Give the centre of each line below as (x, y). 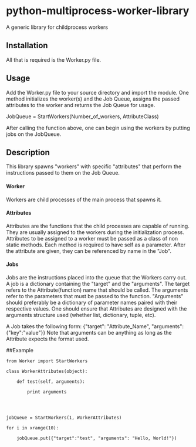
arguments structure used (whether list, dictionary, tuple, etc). (81, 315)
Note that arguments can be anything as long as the (109, 332)
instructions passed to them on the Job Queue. (63, 173)
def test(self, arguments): (51, 381)
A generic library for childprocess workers (57, 27)
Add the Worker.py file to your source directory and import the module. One (97, 92)
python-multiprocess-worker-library (98, 11)
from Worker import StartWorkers (47, 361)
